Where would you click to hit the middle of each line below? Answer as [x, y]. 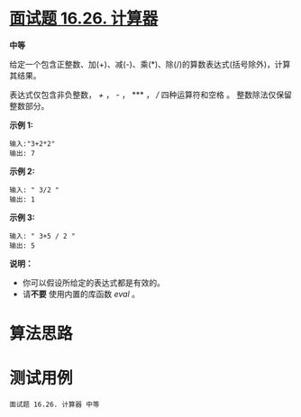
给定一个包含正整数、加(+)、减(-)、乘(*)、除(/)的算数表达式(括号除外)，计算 [150, 64]
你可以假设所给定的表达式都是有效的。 [93, 282]
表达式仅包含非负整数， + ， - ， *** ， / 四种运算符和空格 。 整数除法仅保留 [151, 95]
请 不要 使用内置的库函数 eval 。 [81, 294]
